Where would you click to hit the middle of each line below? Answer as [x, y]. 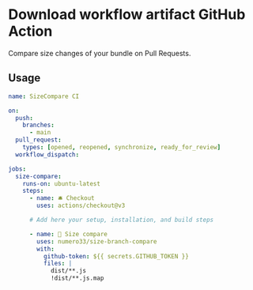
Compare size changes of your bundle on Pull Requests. [100, 53]
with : [46, 249]
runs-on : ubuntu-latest [62, 183]
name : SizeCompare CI [44, 96]
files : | [58, 264]
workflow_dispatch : [47, 154]
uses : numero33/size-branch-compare [97, 241]
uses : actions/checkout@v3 [81, 206]
